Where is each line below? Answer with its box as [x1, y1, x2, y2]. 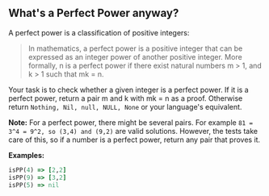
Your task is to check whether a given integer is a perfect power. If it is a [8, 85, 249, 94]
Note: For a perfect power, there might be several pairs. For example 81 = [8, 117, 254, 127]
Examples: [8, 150, 44, 160]
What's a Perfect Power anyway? [8, 6, 179, 20]
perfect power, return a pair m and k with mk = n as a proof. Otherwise [8, 93, 243, 103]
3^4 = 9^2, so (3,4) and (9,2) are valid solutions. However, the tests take [8, 126, 258, 136]
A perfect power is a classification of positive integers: [8, 27, 190, 37]
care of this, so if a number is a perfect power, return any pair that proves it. [8, 135, 261, 144]
